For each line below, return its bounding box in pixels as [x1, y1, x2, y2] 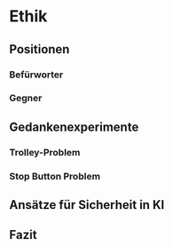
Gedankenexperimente [9, 119, 139, 134]
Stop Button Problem [9, 170, 100, 182]
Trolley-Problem [9, 146, 81, 158]
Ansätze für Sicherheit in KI [9, 197, 165, 212]
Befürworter [9, 68, 64, 81]
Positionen [9, 42, 70, 57]
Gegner [9, 92, 43, 104]
